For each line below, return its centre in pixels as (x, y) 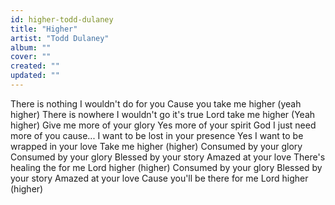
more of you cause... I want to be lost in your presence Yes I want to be (157, 135)
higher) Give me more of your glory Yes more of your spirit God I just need (163, 125)
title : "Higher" (44, 29)
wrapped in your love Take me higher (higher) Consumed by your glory (156, 146)
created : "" (35, 66)
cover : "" (31, 57)
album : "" (31, 47)
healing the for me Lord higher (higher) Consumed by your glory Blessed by (166, 167)
